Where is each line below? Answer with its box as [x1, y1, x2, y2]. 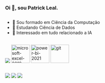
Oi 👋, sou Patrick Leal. [5, 4, 58, 11]
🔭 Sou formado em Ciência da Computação [12, 20, 100, 25]
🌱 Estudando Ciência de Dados [12, 24, 75, 31]
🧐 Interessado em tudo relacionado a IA [12, 30, 92, 36]
